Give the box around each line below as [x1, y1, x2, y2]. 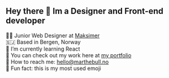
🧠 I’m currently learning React [5, 45, 81, 52]
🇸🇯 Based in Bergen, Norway [5, 38, 81, 46]
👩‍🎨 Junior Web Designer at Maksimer [5, 32, 100, 39]
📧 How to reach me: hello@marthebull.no [5, 58, 109, 65]
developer [5, 16, 45, 26]
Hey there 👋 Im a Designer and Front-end [5, 6, 164, 16]
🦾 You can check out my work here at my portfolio [5, 51, 132, 58]
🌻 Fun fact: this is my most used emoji [5, 65, 101, 72]
